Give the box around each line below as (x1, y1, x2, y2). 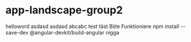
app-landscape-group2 (5, 3, 123, 17)
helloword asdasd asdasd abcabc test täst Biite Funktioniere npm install (5, 23, 179, 30)
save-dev (5, 29, 29, 36)
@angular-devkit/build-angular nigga (29, 29, 120, 36)
